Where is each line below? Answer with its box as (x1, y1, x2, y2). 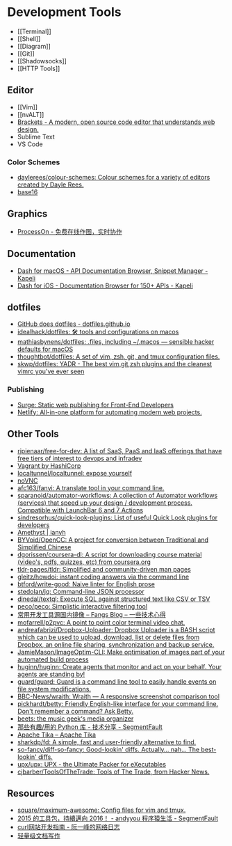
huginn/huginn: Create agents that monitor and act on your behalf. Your (17, 662, 222, 671)
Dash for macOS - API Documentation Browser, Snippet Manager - (17, 266, 208, 275)
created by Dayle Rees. (17, 180, 84, 189)
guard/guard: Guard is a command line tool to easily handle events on (17, 677, 217, 686)
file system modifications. (17, 684, 92, 693)
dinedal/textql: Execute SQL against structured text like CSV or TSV (17, 595, 210, 603)
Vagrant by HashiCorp (17, 461, 81, 470)
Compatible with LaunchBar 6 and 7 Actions (17, 506, 144, 514)
